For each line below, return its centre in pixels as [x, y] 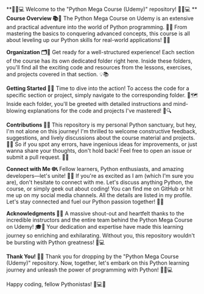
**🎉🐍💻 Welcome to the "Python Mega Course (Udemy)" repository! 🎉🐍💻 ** [102, 9]
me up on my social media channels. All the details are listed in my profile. [99, 195]
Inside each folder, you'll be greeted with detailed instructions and [89, 104]
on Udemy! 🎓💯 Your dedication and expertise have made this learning [95, 227]
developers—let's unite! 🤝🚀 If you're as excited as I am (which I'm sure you [100, 176]
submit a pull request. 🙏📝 [38, 157]
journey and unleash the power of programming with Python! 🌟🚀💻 [90, 270]
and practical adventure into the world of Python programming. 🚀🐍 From [97, 27]
